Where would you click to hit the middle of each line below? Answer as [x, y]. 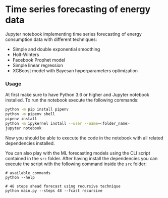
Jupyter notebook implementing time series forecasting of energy [74, 34]
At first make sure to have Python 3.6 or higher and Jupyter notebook [77, 95]
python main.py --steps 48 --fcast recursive [54, 190]
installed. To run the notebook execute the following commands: [72, 100]
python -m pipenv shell [30, 114]
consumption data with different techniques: [51, 39]
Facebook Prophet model [39, 60]
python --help [20, 177]
